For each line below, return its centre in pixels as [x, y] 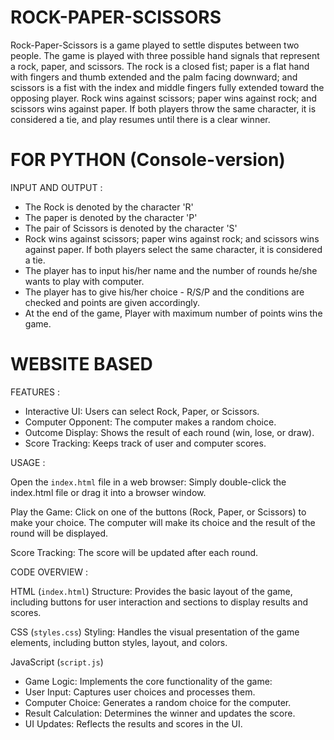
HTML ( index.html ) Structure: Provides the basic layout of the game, [151, 591]
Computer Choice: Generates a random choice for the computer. [158, 702]
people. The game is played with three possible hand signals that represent [165, 55]
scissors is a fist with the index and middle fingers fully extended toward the [167, 87]
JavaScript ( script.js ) [57, 662]
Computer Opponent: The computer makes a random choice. [150, 422]
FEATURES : [35, 392]
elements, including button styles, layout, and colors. [119, 642]
